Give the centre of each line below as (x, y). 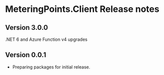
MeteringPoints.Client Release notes (82, 9)
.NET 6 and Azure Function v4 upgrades (46, 39)
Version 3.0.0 (27, 28)
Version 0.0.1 (26, 55)
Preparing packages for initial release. (51, 67)
